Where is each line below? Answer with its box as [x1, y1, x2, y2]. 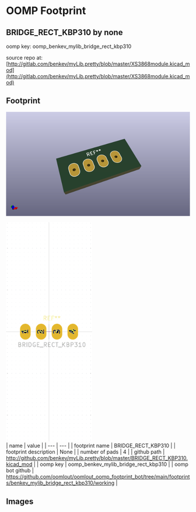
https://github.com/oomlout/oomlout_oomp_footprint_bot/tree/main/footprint [6, 473, 190, 480]
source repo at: [6, 54, 43, 61]
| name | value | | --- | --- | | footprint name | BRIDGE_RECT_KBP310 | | [6, 442, 176, 449]
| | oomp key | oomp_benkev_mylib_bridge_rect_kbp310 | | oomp [33, 461, 188, 468]
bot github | [6, 467, 34, 474]
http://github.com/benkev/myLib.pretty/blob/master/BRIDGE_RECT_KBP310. [6, 455, 188, 462]
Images [6, 496, 34, 506]
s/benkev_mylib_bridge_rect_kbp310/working [6, 479, 115, 486]
